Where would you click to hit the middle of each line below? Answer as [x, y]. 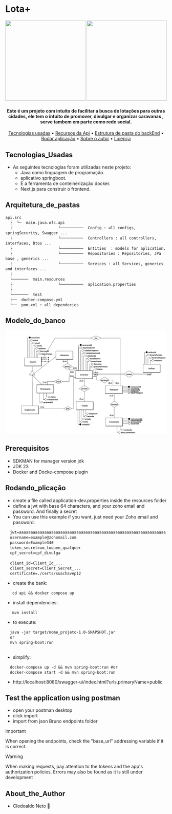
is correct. [16, 747]
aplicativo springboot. [43, 178]
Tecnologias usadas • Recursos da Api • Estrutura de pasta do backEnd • [86, 133]
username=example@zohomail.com [43, 538]
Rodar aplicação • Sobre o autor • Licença [86, 139]
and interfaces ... [26, 269]
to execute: [25, 622]
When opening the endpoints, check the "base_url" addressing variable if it [84, 741]
